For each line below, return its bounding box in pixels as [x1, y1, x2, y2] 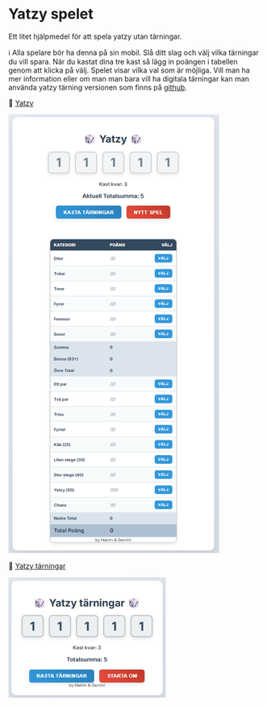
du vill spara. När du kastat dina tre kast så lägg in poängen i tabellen [8, 56, 238, 66]
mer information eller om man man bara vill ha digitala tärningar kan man [8, 73, 250, 83]
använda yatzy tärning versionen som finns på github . [8, 82, 187, 92]
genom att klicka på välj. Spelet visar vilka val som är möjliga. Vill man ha [8, 65, 250, 75]
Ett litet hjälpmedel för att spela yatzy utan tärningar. [8, 31, 182, 41]
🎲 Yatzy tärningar [8, 561, 66, 570]
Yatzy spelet [8, 5, 94, 23]
